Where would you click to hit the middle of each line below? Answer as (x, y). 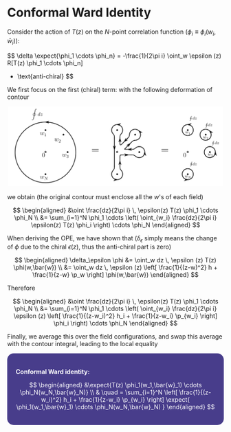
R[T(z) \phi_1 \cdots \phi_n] (45, 62)
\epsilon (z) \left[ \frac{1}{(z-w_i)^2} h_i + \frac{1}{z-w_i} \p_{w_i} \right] (115, 316)
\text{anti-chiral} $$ (45, 76)
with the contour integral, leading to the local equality (82, 344)
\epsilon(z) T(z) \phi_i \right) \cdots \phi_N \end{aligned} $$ (115, 225)
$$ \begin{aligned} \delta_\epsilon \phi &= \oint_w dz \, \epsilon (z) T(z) (115, 260)
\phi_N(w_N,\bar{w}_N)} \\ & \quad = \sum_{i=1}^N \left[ (99, 392)
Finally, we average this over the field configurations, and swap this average (115, 337)
